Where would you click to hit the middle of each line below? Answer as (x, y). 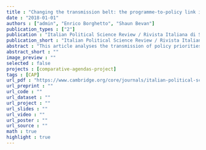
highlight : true (29, 137)
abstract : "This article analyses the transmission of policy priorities (104, 47)
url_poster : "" (27, 120)
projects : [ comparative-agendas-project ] (61, 69)
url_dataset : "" (29, 97)
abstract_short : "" (33, 52)
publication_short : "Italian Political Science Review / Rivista (93, 40)
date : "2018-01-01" (33, 18)
